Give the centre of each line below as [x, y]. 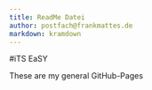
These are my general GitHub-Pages [76, 76]
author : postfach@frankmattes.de [71, 26]
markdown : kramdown [45, 34]
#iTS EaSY [28, 59]
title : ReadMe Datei [48, 17]
